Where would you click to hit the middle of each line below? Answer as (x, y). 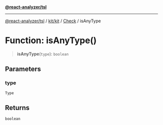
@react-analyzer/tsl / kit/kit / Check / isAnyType (53, 21)
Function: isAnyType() (51, 40)
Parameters (23, 69)
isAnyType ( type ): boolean (43, 54)
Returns (17, 108)
